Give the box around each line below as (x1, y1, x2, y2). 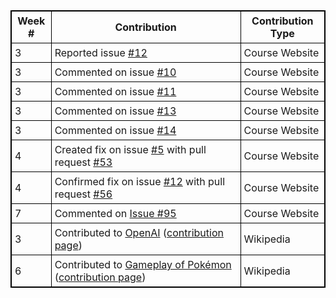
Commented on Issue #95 (54, 207, 177, 220)
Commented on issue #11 (54, 85, 177, 98)
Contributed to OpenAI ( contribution (54, 226, 224, 239)
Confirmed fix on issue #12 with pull (54, 175, 226, 188)
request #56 (54, 187, 113, 201)
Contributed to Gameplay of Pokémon (54, 258, 232, 271)
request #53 (54, 155, 113, 169)
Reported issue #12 (54, 46, 148, 59)
